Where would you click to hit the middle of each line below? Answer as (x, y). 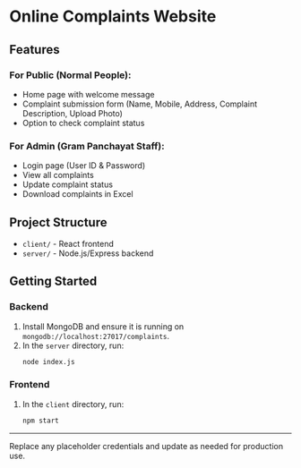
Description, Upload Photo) (73, 113)
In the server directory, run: (73, 345)
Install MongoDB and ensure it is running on (103, 326)
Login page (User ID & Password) (84, 166)
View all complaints (58, 175)
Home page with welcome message (88, 94)
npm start (41, 421)
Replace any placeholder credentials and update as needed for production (146, 446)
